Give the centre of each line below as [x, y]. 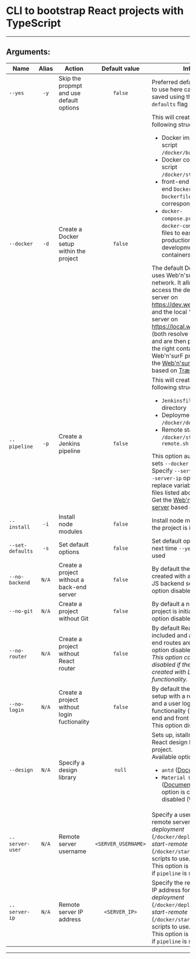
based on [164, 370]
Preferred [164, 82]
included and [169, 635]
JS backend [168, 583]
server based [170, 507]
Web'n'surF [167, 355]
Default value [121, 68]
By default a [168, 604]
